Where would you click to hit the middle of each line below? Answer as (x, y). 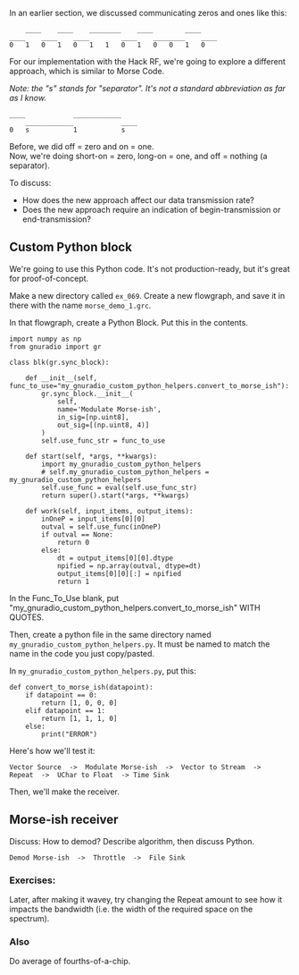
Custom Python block (71, 247)
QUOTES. (27, 617)
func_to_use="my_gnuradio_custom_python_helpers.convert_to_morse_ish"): (149, 386)
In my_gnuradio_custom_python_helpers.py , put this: (103, 671)
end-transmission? (57, 219)
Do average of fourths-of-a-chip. (70, 962)
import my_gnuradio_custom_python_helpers (121, 464)
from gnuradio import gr (55, 347)
